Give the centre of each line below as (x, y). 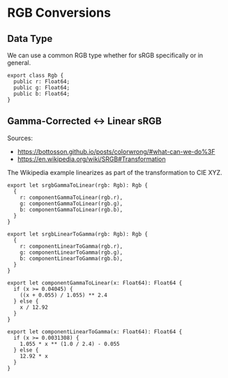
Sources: (20, 138)
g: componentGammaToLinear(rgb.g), (71, 204)
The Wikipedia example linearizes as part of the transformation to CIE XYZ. (115, 172)
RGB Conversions (59, 13)
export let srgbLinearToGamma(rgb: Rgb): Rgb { (78, 234)
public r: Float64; (42, 82)
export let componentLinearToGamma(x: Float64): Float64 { (95, 332)
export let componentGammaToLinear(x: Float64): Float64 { (95, 283)
